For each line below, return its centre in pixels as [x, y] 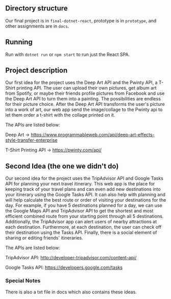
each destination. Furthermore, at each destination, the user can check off [83, 227]
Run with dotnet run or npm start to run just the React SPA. [68, 54]
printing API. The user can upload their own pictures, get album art [86, 88]
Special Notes [23, 281]
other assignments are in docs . [37, 26]
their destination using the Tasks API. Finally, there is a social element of [81, 233]
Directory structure [36, 8]
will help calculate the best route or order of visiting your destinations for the [86, 200]
